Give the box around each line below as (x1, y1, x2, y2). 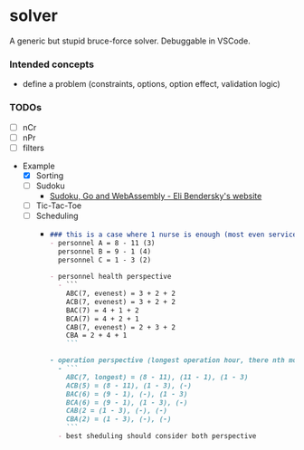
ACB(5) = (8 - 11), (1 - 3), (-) (66, 381, 192, 390)
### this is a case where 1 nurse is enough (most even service (49, 230, 298, 239)
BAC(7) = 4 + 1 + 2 (66, 305, 139, 315)
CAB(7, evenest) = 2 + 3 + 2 (66, 322, 176, 331)
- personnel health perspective (49, 273, 172, 282)
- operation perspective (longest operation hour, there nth (49, 356, 285, 365)
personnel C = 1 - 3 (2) (57, 255, 152, 264)
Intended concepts (9, 58, 95, 71)
